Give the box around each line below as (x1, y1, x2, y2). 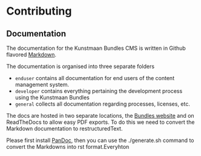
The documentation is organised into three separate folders (6, 63, 155, 70)
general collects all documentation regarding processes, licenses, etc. (15, 100, 191, 107)
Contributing (6, 4, 72, 18)
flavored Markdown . (6, 51, 56, 58)
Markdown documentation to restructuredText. (6, 125, 123, 132)
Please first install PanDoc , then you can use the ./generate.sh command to (6, 137, 194, 144)
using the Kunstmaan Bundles (15, 94, 90, 101)
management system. (15, 81, 70, 88)
